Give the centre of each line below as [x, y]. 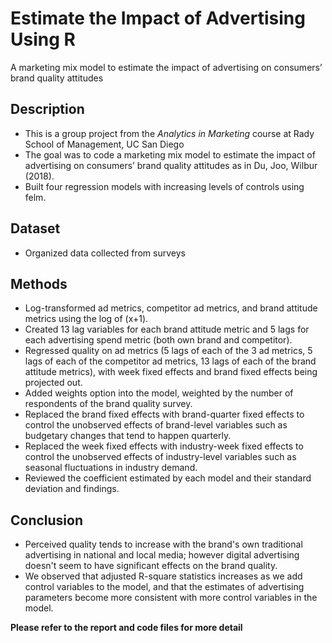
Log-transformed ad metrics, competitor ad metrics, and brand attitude [171, 308]
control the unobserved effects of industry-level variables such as [160, 457]
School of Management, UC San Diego [104, 144]
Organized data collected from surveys [105, 253]
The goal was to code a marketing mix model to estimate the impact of [170, 154]
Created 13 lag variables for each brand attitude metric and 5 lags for [167, 329]
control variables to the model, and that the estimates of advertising [164, 587]
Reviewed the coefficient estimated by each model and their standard [168, 478]
